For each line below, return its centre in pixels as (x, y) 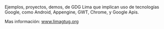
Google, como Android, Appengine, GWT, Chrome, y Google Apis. (72, 12)
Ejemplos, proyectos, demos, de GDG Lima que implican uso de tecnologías (82, 7)
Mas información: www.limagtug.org (42, 22)
